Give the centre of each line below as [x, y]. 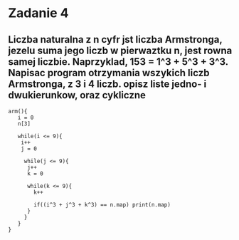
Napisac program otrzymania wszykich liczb [109, 73]
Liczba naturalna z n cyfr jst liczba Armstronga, [115, 40]
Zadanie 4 [39, 13]
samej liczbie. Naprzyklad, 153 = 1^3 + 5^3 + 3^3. [118, 62]
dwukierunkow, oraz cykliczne [77, 95]
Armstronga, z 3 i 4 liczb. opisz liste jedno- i [107, 84]
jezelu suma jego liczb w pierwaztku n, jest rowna [120, 50]
